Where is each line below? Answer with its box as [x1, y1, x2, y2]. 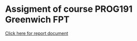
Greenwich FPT [5, 14, 70, 25]
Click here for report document [5, 30, 68, 36]
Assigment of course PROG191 [5, 3, 133, 15]
